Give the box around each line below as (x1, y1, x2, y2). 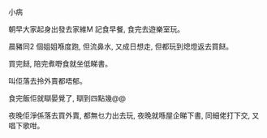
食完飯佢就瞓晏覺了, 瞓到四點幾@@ (8, 93, 127, 103)
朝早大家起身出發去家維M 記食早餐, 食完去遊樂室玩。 (8, 24, 185, 34)
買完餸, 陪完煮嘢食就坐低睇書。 (8, 59, 112, 68)
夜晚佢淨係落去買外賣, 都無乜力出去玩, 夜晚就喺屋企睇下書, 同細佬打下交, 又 (8, 110, 260, 120)
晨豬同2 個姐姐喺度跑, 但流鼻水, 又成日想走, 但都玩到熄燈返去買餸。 (8, 41, 234, 51)
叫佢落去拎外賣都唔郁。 (8, 76, 87, 85)
